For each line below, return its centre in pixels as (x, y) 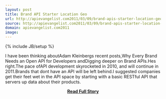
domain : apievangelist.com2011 (37, 28)
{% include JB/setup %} (30, 46)
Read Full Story (83, 91)
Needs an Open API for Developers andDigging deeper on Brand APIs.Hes (81, 61)
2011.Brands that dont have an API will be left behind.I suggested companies (83, 71)
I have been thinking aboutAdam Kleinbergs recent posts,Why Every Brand (81, 56)
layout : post (19, 10)
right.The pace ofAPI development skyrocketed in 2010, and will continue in (82, 66)
